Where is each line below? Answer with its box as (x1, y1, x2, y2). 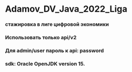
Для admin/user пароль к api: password (5, 47, 104, 54)
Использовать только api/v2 (5, 34, 77, 41)
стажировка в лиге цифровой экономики (5, 21, 109, 28)
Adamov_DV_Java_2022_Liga (5, 3, 128, 15)
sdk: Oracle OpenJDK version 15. (5, 60, 85, 67)
